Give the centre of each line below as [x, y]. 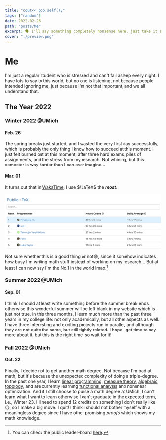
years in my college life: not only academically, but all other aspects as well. [82, 319]
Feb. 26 [13, 133]
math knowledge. [23, 418]
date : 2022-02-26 [23, 21]
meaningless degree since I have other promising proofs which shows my [80, 412]
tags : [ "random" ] [23, 16]
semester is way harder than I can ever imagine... [55, 165]
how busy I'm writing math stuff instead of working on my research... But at [82, 261]
